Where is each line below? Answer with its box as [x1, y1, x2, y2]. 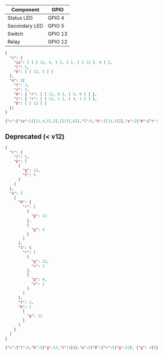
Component [11, 6, 40, 13]
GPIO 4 [48, 15, 64, 21]
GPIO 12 [48, 39, 68, 45]
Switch [7, 30, 23, 37]
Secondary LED [7, 22, 43, 29]
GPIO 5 [48, 22, 64, 29]
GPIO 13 [48, 30, 68, 37]
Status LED [7, 15, 33, 21]
